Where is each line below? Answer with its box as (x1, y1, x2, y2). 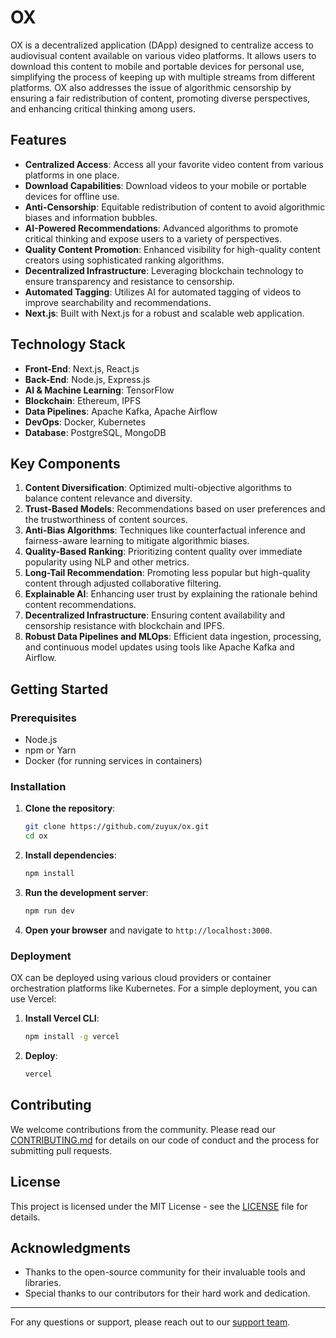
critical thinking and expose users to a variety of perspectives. (24, 232, 282, 245)
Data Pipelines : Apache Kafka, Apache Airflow (24, 405, 218, 417)
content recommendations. (24, 599, 137, 611)
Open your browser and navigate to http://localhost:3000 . (24, 924, 273, 936)
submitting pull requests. (10, 1144, 113, 1156)
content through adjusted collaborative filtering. (24, 577, 222, 590)
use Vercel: (10, 993, 57, 1005)
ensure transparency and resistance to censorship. (24, 275, 235, 287)
